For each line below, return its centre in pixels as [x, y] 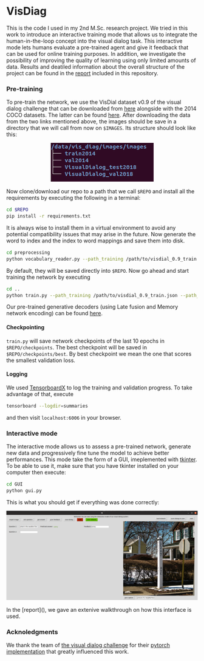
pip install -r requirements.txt [49, 216]
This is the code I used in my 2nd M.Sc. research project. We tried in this [97, 28]
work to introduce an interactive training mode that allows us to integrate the [102, 34]
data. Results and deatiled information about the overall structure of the [96, 67]
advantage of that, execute [40, 394]
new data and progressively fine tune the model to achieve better [88, 453]
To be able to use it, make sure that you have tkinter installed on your [93, 466]
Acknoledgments [32, 632]
